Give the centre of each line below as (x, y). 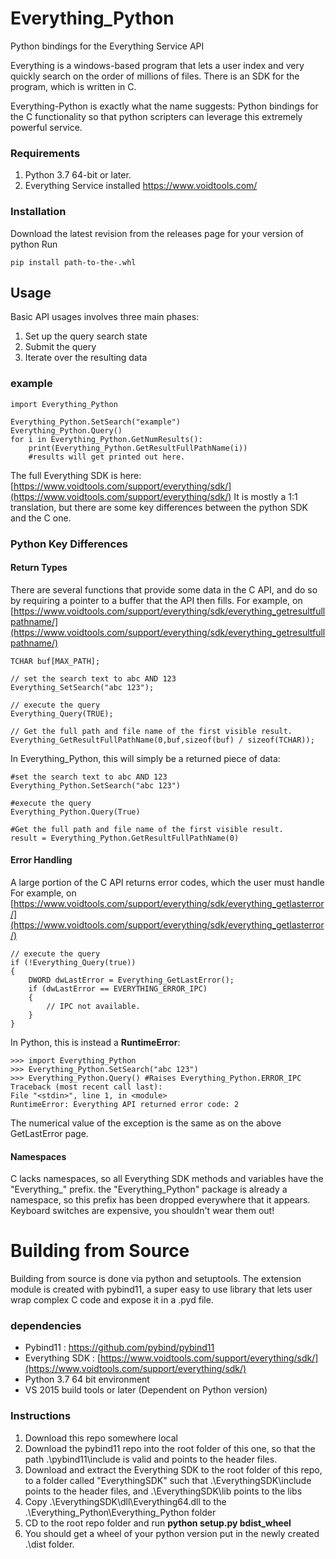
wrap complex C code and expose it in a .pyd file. (112, 1300)
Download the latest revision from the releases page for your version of (157, 233)
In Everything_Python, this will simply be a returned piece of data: (145, 758)
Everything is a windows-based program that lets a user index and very (157, 65)
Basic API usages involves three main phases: (105, 317)
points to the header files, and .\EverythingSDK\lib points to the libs (163, 1491)
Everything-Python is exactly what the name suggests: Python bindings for (164, 106)
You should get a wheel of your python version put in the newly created (172, 1533)
